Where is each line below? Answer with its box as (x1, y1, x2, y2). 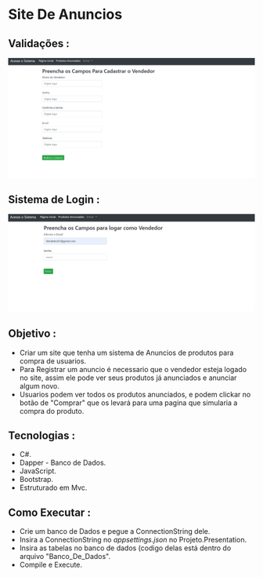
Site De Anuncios (8, 5, 123, 24)
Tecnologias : (8, 429, 76, 442)
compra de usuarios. (19, 356, 87, 366)
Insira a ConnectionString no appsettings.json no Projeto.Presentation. (19, 535, 247, 545)
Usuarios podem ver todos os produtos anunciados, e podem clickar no (19, 389, 251, 399)
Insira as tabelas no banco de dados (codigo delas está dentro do (19, 543, 232, 553)
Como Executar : (8, 506, 92, 519)
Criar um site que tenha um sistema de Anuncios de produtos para (19, 348, 234, 357)
